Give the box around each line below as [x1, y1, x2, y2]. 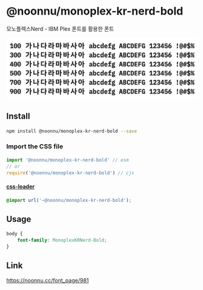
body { [6, 231, 23, 237]
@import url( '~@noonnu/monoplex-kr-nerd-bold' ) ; [6, 197, 132, 203]
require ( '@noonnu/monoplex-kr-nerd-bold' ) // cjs [6, 170, 135, 176]
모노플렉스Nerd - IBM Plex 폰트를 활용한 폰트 [6, 25, 114, 32]
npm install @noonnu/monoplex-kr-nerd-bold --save [6, 128, 137, 134]
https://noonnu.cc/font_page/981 [6, 277, 89, 284]
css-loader [6, 183, 35, 190]
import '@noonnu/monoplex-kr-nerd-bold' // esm [6, 157, 129, 163]
